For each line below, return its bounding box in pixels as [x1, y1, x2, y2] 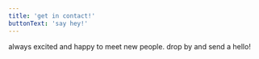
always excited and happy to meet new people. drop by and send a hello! [8, 41, 252, 51]
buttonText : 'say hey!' [8, 19, 89, 27]
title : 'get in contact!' [8, 11, 95, 20]
